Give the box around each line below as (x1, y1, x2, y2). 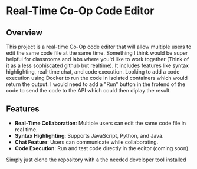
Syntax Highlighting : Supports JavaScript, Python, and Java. (14, 132, 164, 139)
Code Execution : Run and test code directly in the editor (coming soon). (14, 144, 190, 151)
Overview (6, 28, 43, 38)
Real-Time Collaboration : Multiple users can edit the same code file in (14, 120, 186, 127)
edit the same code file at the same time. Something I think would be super (6, 49, 188, 57)
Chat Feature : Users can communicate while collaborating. (14, 138, 159, 145)
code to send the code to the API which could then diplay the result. (6, 87, 171, 94)
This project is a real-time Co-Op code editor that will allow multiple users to (6, 43, 192, 50)
